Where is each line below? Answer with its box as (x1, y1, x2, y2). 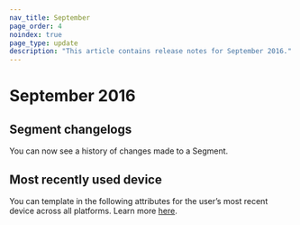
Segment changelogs (9, 121, 132, 136)
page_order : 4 (9, 22, 63, 31)
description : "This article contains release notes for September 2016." (9, 47, 293, 56)
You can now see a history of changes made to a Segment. (9, 145, 229, 156)
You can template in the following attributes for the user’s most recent (9, 195, 268, 206)
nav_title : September (9, 13, 91, 23)
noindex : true (9, 30, 63, 39)
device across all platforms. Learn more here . (9, 205, 178, 216)
